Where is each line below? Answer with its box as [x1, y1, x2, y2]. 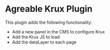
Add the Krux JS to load [12, 34, 60, 40]
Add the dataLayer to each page [12, 39, 77, 45]
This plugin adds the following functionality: [5, 19, 93, 25]
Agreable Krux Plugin [5, 3, 93, 15]
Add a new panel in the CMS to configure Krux [12, 29, 105, 34]
